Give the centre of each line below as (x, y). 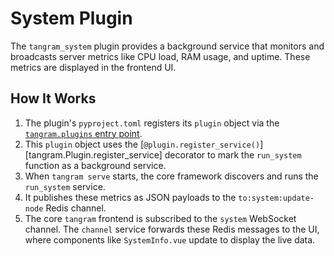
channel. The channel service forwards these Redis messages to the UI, (172, 229)
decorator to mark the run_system (233, 154)
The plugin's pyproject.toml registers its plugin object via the (152, 123)
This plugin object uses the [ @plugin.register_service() (142, 144)
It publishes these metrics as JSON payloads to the (130, 197)
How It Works (53, 98)
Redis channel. (76, 208)
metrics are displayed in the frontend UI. (93, 67)
